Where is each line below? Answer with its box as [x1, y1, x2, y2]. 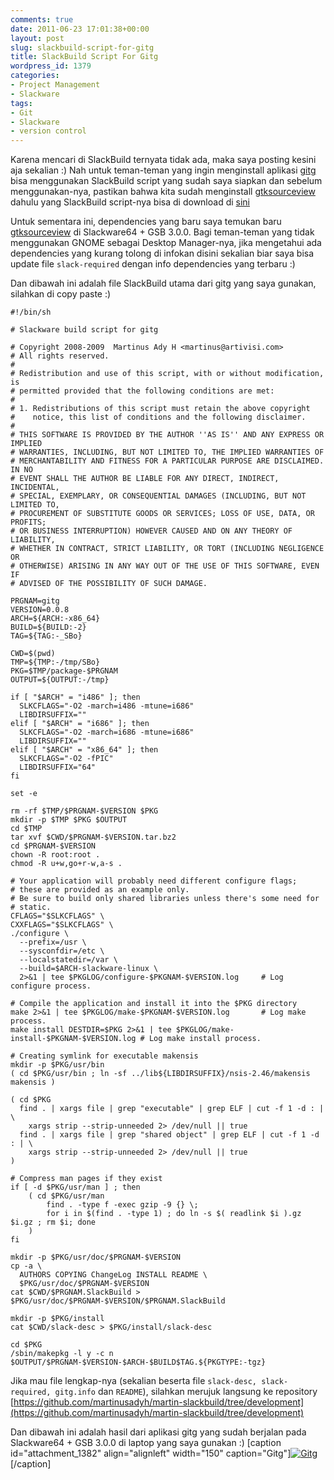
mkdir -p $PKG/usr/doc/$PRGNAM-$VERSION [10, 1252, 182, 1263]
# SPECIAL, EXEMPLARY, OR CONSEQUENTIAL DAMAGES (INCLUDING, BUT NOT [10, 491, 307, 501]
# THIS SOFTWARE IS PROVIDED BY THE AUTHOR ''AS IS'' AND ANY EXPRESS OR [10, 430, 325, 440]
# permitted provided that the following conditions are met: [10, 386, 275, 396]
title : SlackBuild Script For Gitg [10, 52, 159, 62]
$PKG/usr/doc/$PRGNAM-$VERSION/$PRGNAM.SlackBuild [10, 1296, 226, 1306]
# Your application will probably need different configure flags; [10, 876, 298, 886]
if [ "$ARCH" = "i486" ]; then [10, 692, 141, 703]
